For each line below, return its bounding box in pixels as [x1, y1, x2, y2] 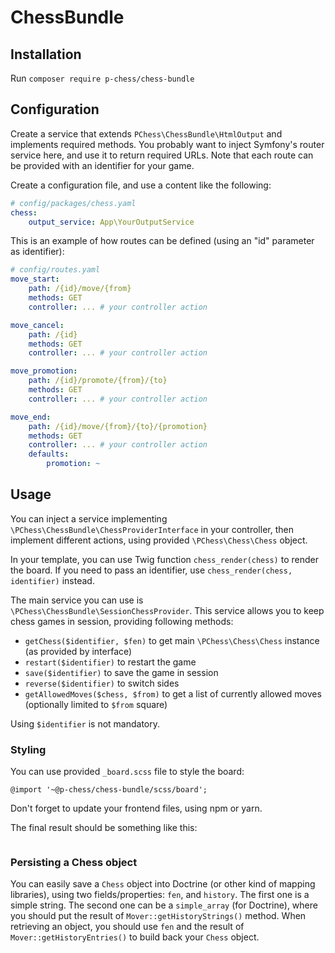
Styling [10, 742, 47, 756]
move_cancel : [10, 320, 65, 330]
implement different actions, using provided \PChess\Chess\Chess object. [10, 534, 308, 546]
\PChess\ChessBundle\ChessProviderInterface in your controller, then [10, 523, 294, 535]
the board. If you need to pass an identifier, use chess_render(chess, [10, 564, 293, 576]
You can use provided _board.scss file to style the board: [10, 766, 245, 778]
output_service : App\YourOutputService [28, 217, 195, 227]
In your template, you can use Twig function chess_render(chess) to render [10, 553, 319, 565]
